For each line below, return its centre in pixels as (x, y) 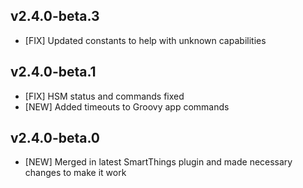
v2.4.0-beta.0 (55, 138)
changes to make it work (75, 173)
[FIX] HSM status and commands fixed (104, 96)
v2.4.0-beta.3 (55, 16)
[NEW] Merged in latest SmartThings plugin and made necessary (158, 162)
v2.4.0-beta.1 (53, 72)
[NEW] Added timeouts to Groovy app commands (127, 106)
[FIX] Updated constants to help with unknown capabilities (145, 40)
